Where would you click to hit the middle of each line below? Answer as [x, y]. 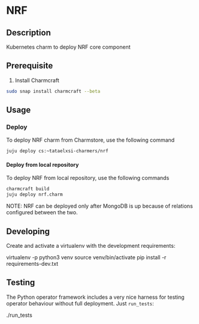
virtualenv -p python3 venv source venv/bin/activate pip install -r [86, 257]
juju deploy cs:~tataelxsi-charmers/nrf [58, 151]
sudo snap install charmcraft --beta [53, 91]
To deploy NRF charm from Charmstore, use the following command [91, 140]
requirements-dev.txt [32, 264]
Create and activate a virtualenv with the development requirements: [91, 246]
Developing [28, 231]
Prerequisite [30, 66]
